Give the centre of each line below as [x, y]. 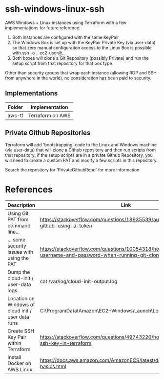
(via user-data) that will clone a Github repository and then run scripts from [81, 150]
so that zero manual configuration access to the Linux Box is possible [82, 47]
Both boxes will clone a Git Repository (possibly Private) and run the [80, 58]
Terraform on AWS [49, 115]
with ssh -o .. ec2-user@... [39, 53]
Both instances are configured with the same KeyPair [65, 37]
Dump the [19, 272]
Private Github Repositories [48, 133]
